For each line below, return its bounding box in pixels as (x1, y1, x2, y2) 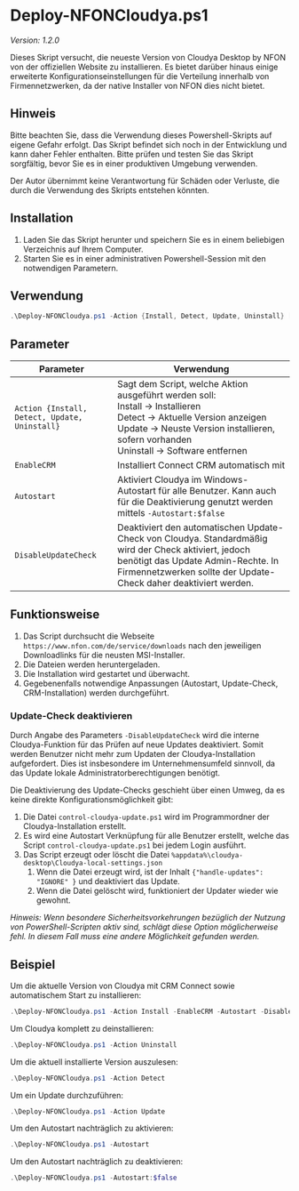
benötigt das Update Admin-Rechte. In (117, 555, 279, 567)
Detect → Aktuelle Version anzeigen (117, 411, 267, 423)
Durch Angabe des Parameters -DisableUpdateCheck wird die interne (10, 730, 260, 741)
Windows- (203, 473, 249, 486)
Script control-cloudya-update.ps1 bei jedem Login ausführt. (22, 840, 247, 850)
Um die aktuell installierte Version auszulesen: (10, 1056, 178, 1067)
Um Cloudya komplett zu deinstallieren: (10, 1023, 154, 1034)
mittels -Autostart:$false (117, 507, 225, 519)
